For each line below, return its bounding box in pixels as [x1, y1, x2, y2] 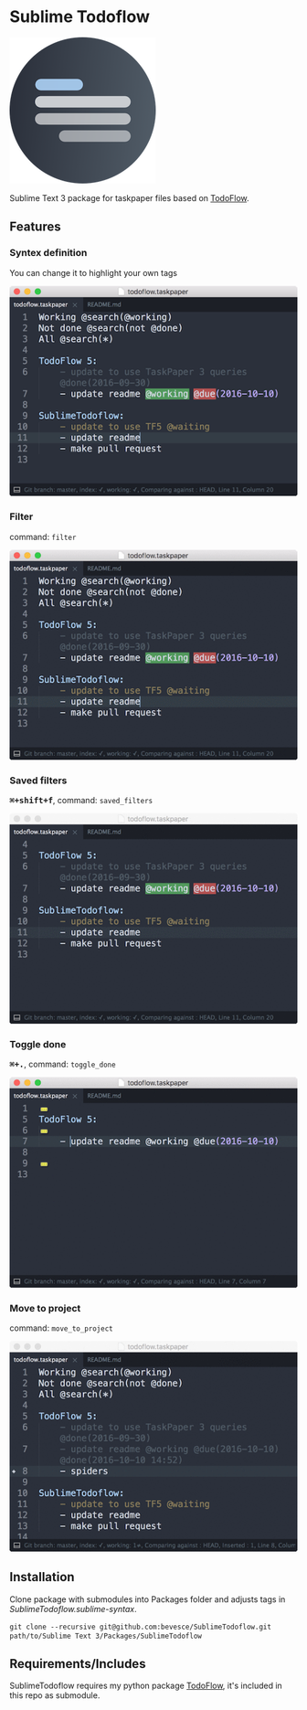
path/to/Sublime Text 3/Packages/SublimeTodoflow [9, 1631, 203, 1641]
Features [9, 219, 61, 235]
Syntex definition [9, 247, 88, 260]
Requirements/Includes [9, 1656, 146, 1672]
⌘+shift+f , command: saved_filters [9, 795, 153, 806]
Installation [9, 1569, 75, 1585]
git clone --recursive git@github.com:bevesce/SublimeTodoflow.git [9, 1622, 272, 1631]
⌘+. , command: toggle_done [9, 1058, 116, 1070]
